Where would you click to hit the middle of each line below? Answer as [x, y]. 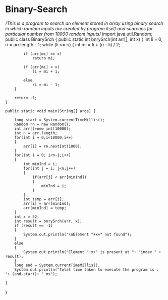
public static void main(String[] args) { [50, 111]
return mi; [44, 58]
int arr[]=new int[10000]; [43, 129]
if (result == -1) [34, 226]
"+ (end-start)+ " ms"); [31, 274]
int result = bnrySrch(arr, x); [48, 221]
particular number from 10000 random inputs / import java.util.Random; [79, 34]
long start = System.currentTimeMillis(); [60, 120]
